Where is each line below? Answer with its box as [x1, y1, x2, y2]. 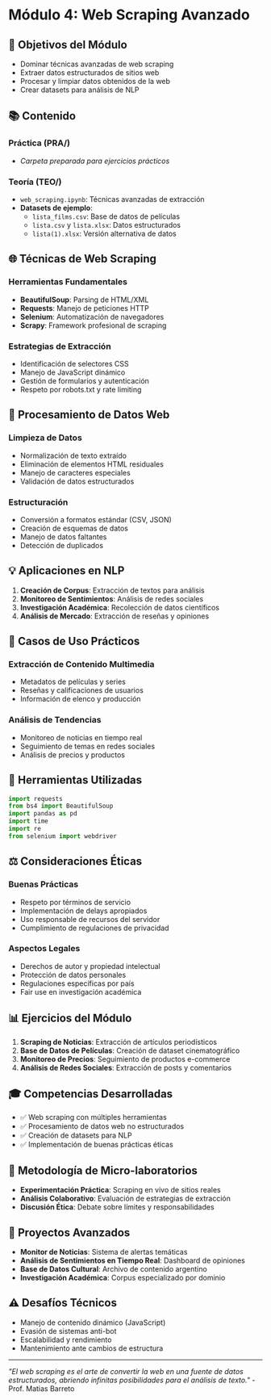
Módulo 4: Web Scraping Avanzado [8, 6, 250, 24]
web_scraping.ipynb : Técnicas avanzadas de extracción [19, 194, 205, 203]
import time [8, 817, 48, 825]
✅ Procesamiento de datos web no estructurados [19, 1121, 185, 1131]
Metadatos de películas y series [19, 677, 127, 687]
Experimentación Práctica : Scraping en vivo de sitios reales [19, 1185, 222, 1195]
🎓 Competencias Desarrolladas [8, 1088, 173, 1100]
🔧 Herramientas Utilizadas [8, 773, 143, 787]
